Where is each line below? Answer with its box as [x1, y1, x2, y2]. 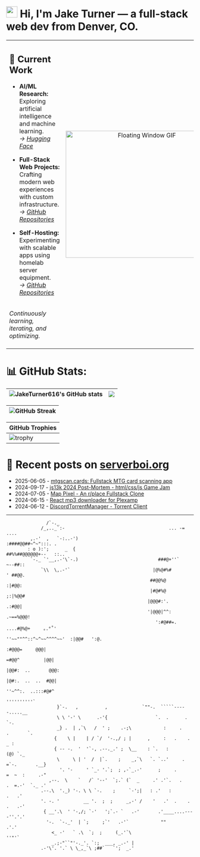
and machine [19, 120, 55, 128]
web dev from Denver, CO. [6, 20, 139, 33]
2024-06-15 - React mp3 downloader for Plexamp [14, 497, 138, 504]
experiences [19, 185, 54, 194]
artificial [19, 105, 42, 113]
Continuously [9, 310, 46, 318]
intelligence [19, 112, 52, 121]
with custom [19, 193, 54, 201]
